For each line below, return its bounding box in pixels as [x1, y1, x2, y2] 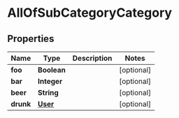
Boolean [37, 65, 66, 75]
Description [72, 54, 113, 63]
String [37, 88, 59, 97]
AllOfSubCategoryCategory [7, 5, 173, 21]
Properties [7, 33, 55, 45]
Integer [37, 77, 63, 86]
